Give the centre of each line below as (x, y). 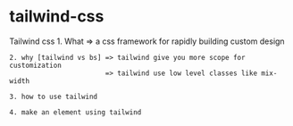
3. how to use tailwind (54, 97)
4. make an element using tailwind (75, 112)
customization (36, 65)
